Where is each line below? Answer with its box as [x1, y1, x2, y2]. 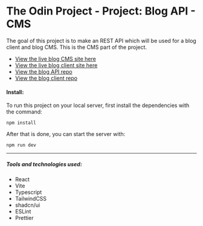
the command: [6, 108, 42, 115]
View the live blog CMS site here [14, 55, 97, 62]
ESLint [14, 208, 31, 215]
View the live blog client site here [14, 62, 98, 69]
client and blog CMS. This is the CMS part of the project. [6, 44, 147, 51]
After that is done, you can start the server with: [6, 131, 126, 138]
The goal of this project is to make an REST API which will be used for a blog [6, 37, 196, 44]
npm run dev [6, 142, 36, 149]
